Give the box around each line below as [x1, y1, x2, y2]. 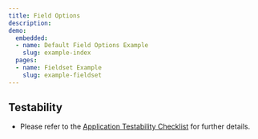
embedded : [15, 34, 48, 42]
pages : [15, 57, 38, 65]
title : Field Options [8, 11, 81, 20]
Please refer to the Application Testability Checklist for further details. [19, 121, 251, 132]
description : [8, 19, 52, 27]
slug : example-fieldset [22, 71, 103, 79]
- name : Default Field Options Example [15, 42, 149, 50]
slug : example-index [22, 49, 91, 57]
